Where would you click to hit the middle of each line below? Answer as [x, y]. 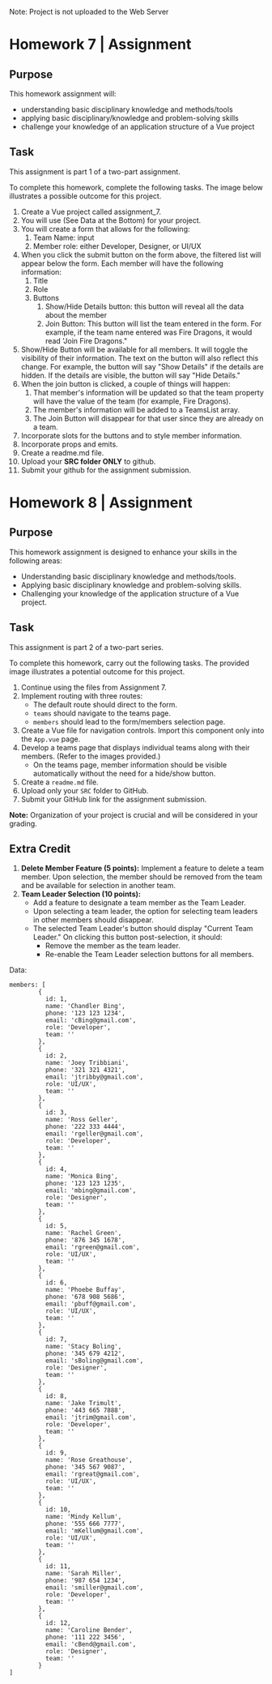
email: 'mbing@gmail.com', [91, 1190]
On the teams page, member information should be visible [130, 764]
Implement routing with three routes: [82, 695]
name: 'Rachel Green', [83, 1233]
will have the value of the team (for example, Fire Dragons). [132, 401]
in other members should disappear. [93, 920]
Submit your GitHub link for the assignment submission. [114, 799]
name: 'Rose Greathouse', [89, 1460]
